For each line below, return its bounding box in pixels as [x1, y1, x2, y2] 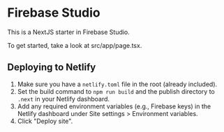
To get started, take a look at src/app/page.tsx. [7, 41, 142, 49]
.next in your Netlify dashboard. [17, 94, 110, 103]
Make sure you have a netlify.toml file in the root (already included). [17, 80, 218, 88]
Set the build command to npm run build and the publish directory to [17, 87, 215, 95]
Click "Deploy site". [17, 117, 73, 125]
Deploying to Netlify [7, 61, 96, 74]
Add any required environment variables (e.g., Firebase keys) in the [17, 102, 211, 110]
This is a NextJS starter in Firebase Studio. [7, 28, 130, 36]
